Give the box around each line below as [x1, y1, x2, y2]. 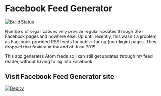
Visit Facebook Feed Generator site [5, 72, 115, 80]
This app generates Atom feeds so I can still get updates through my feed [5, 53, 153, 59]
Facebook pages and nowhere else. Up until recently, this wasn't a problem [5, 33, 157, 39]
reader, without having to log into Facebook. [5, 58, 94, 64]
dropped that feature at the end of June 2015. [5, 44, 97, 49]
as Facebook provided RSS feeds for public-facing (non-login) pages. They [5, 38, 157, 44]
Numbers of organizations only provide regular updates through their [5, 28, 144, 34]
